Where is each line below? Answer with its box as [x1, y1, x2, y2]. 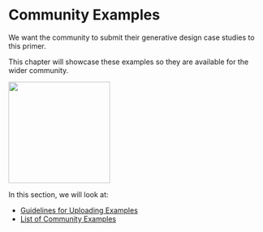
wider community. [8, 65, 69, 75]
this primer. [8, 41, 46, 50]
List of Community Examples [19, 213, 116, 224]
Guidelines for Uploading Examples [19, 205, 138, 215]
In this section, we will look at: [8, 189, 109, 200]
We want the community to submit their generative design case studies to [8, 32, 255, 42]
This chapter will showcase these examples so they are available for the [8, 57, 249, 67]
